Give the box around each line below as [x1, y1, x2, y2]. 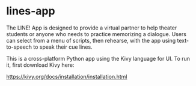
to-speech [6, 43, 32, 51]
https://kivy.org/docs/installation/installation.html [6, 73, 127, 80]
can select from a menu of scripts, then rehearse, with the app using [6, 37, 176, 44]
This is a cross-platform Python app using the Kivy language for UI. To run [6, 55, 191, 62]
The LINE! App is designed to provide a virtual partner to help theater [6, 24, 177, 31]
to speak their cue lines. [32, 43, 93, 51]
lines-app [6, 4, 55, 18]
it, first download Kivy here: [6, 61, 75, 69]
